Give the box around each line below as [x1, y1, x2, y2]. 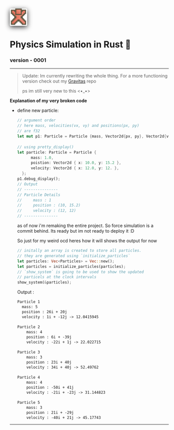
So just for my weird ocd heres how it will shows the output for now [17, 238, 157, 244]
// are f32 [17, 128, 40, 134]
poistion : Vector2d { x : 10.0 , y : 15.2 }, [30, 160, 122, 166]
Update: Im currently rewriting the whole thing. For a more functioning [22, 73, 167, 79]
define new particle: [17, 107, 59, 114]
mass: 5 [22, 305, 38, 310]
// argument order [17, 118, 56, 123]
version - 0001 [10, 57, 46, 64]
